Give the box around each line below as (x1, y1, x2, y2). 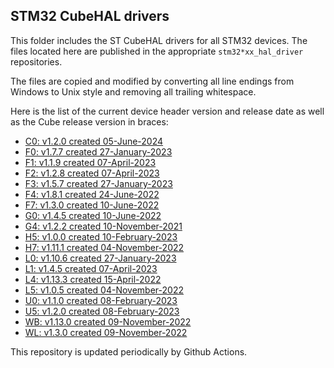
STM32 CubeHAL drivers (10, 8, 170, 25)
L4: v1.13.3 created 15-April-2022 (24, 273, 162, 285)
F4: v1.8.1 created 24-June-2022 (24, 188, 160, 200)
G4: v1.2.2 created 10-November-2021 (24, 220, 183, 232)
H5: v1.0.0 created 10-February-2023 (24, 230, 178, 243)
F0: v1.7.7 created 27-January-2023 (24, 145, 173, 158)
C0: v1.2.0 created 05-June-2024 (24, 135, 164, 147)
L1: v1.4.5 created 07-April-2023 (24, 262, 158, 274)
